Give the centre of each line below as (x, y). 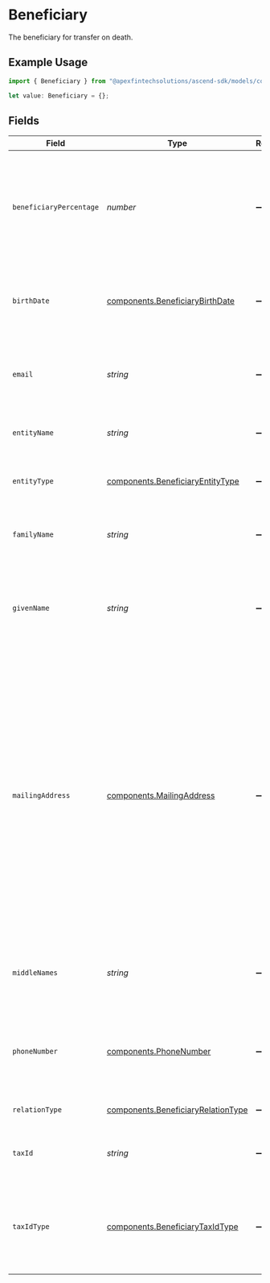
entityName (33, 433)
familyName (33, 535)
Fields (24, 120)
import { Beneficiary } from (57, 81)
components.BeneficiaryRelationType (177, 1110)
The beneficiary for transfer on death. (71, 37)
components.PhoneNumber (159, 1052)
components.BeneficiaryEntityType (173, 481)
